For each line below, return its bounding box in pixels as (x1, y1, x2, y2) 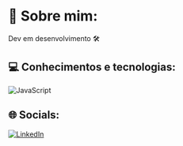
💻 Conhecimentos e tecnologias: (8, 61, 176, 74)
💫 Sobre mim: (8, 7, 98, 25)
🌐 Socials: (8, 108, 60, 122)
